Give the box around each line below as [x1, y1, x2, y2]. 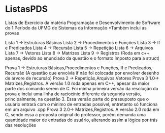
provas [5, 30, 19, 36]
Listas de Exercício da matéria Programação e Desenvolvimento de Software [5, 20, 161, 26]
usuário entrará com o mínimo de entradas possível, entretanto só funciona [5, 101, 158, 107]
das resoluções [5, 122, 36, 128]
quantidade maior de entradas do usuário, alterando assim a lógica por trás [5, 117, 158, 123]
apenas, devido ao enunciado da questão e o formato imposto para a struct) [5, 55, 160, 61]
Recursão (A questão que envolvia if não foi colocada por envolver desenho [5, 70, 159, 76]
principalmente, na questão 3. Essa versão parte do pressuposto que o [5, 96, 149, 102]
